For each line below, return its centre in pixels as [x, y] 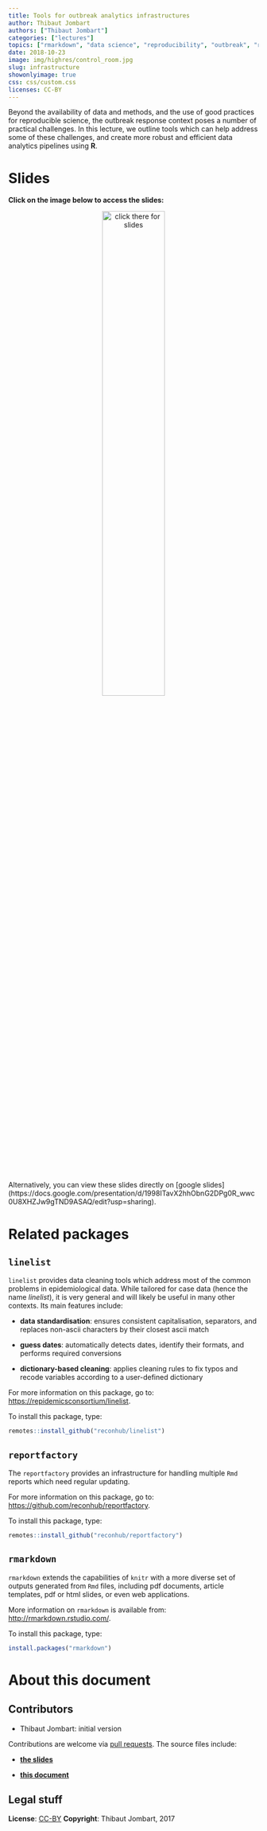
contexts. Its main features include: [66, 1306]
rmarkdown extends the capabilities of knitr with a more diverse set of [122, 1577]
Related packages [69, 1234]
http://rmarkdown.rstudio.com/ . [60, 1618]
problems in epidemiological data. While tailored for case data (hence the [128, 1289]
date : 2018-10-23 [37, 52]
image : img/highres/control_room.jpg [71, 60]
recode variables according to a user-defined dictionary [111, 1378]
